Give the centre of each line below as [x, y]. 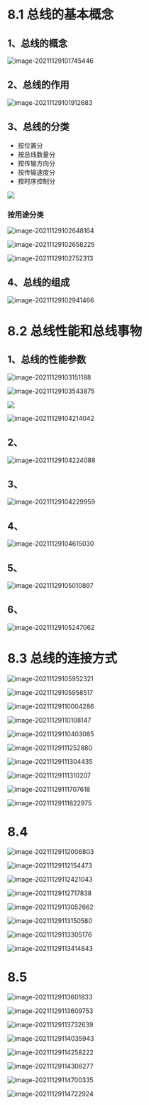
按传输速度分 [36, 172]
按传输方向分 [36, 163]
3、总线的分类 [38, 127]
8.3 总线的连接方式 [62, 658]
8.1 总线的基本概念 [61, 15]
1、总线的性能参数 [47, 360]
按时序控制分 [36, 181]
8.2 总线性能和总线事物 [75, 331]
